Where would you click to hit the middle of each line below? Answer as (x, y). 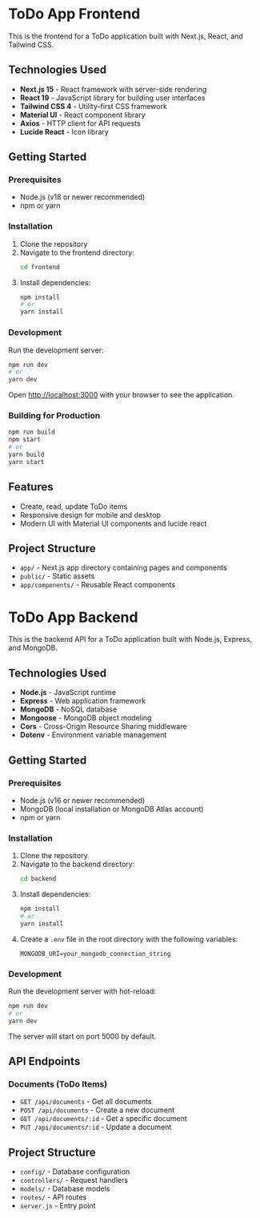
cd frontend (40, 267)
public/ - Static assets (57, 576)
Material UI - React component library (82, 115)
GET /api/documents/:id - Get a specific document (104, 1119)
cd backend (38, 879)
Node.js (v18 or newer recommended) (82, 197)
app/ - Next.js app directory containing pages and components (124, 568)
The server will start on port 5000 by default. (82, 1036)
